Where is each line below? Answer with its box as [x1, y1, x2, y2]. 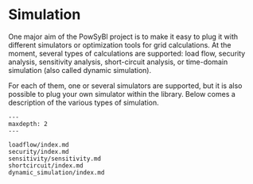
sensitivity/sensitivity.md [8, 155, 102, 163]
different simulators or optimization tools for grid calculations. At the [8, 40, 232, 49]
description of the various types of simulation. [8, 98, 159, 107]
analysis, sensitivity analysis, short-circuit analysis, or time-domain [8, 57, 228, 67]
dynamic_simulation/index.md [8, 168, 105, 176]
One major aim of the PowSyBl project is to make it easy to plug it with [8, 32, 239, 41]
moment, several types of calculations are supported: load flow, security [8, 48, 246, 58]
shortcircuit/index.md [8, 161, 84, 170]
